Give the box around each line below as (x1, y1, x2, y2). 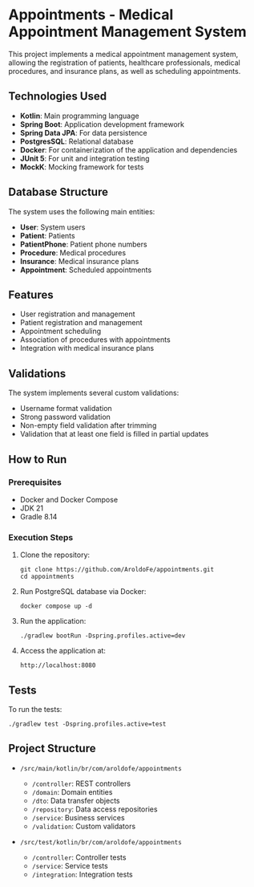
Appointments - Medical (8, 6, 174, 24)
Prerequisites (8, 476, 62, 487)
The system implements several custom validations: (8, 388, 179, 398)
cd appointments (19, 572, 75, 581)
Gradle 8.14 (19, 511, 58, 521)
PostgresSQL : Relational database (19, 136, 134, 146)
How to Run (8, 452, 67, 466)
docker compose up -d (19, 602, 92, 611)
